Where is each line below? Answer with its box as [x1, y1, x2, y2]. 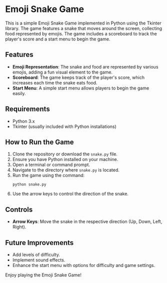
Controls [5, 205, 33, 213]
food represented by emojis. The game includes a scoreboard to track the [5, 30, 157, 36]
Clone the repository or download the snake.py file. [12, 151, 117, 157]
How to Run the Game [5, 137, 74, 146]
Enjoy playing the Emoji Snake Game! [5, 272, 81, 278]
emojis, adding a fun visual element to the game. [12, 69, 113, 75]
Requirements [5, 105, 50, 113]
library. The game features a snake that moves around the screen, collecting [5, 25, 162, 31]
